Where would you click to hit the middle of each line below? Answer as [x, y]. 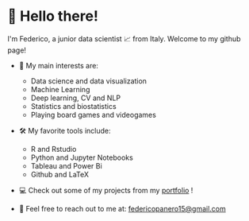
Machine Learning [60, 89]
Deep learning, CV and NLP [75, 98]
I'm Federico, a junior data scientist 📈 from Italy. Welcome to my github [124, 38]
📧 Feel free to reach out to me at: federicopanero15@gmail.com [123, 208]
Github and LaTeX [59, 174]
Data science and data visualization [89, 81]
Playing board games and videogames [93, 114]
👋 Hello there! [53, 16]
